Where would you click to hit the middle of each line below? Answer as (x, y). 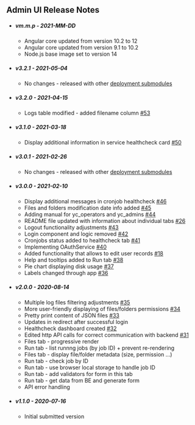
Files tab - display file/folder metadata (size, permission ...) (98, 355)
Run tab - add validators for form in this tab (78, 374)
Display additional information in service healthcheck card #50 (103, 143)
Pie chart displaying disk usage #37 (69, 266)
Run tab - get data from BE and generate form (82, 381)
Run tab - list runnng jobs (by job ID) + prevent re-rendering (99, 348)
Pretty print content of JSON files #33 (72, 315)
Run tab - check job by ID (56, 361)
